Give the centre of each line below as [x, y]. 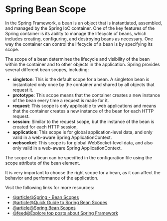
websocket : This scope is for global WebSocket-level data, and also [83, 142]
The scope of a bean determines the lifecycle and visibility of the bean [78, 59]
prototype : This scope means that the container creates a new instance [86, 95]
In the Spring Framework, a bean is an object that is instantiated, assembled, [84, 23]
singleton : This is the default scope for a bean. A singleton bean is [81, 79]
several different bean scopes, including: [47, 69]
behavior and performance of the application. [52, 178]
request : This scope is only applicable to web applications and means [84, 106]
